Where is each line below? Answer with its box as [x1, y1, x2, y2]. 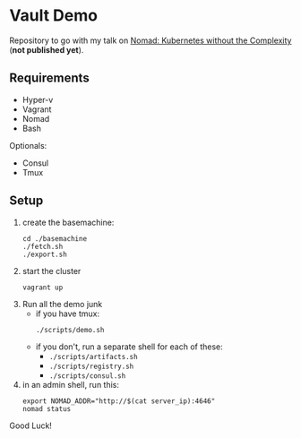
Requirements [9, 71, 90, 86]
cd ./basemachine [21, 234, 88, 243]
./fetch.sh [21, 242, 64, 251]
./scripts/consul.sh [48, 371, 126, 381]
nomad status [21, 404, 72, 413]
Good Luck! [9, 420, 52, 431]
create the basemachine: [21, 217, 115, 228]
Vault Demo [9, 5, 99, 26]
